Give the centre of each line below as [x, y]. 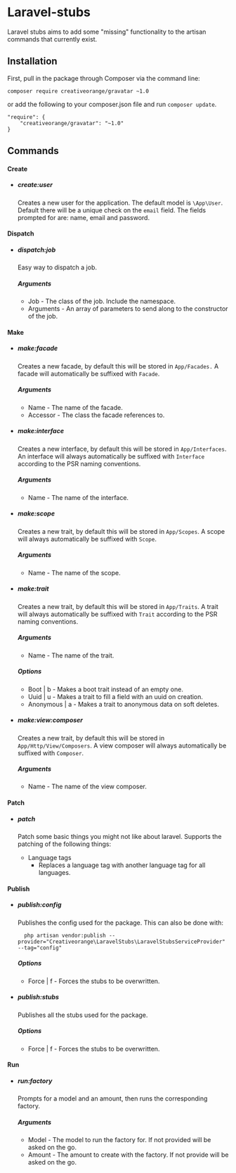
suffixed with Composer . [51, 752]
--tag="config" [40, 948]
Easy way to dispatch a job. [57, 267]
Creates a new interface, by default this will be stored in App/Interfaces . [122, 449]
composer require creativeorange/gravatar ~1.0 [78, 91]
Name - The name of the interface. [78, 497]
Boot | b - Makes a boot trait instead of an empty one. [106, 689]
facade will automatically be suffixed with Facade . [88, 373]
